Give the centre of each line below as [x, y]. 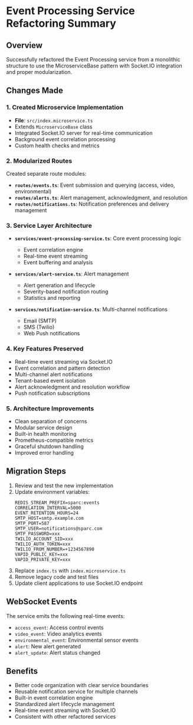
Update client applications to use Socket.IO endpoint [78, 583]
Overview [24, 45]
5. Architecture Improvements [50, 408]
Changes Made [35, 91]
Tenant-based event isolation [50, 380]
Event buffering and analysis [58, 263]
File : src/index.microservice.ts [54, 120]
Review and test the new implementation [64, 486]
